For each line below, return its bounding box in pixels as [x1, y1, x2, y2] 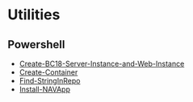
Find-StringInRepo [19, 76, 81, 85]
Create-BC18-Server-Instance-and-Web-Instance [19, 59, 185, 68]
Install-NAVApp [19, 84, 70, 94]
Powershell [7, 38, 65, 51]
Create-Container [19, 67, 78, 77]
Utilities [7, 6, 61, 24]
